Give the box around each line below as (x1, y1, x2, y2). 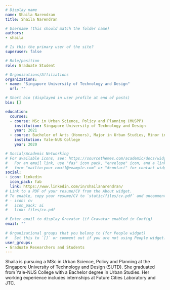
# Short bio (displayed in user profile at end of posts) (5, 95, 130, 101)
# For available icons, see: (5, 156, 67, 161)
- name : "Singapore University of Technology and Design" (5, 81, 130, 86)
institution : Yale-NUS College (14, 137, 80, 142)
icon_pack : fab (10, 179, 42, 184)
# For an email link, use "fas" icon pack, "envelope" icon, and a (5, 160, 155, 166)
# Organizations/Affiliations (5, 72, 69, 77)
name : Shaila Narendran (5, 12, 56, 17)
